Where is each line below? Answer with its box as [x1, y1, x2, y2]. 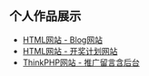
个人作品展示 [9, 8, 82, 24]
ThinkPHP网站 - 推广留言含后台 [22, 57, 141, 68]
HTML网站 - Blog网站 [22, 34, 103, 45]
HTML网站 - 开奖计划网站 [22, 45, 118, 56]
